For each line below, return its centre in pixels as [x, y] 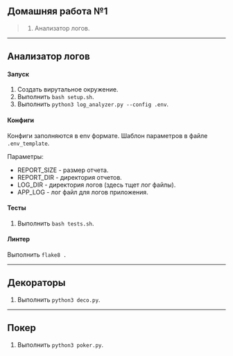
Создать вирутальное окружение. [68, 90]
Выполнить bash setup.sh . [56, 97]
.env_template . [28, 143]
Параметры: [25, 156]
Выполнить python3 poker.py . [60, 345]
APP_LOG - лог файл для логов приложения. [83, 192]
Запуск [18, 74]
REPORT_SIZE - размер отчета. [63, 170]
